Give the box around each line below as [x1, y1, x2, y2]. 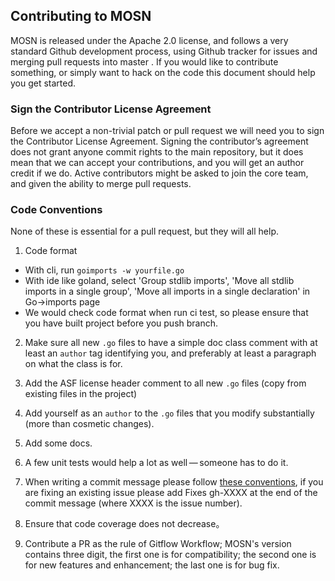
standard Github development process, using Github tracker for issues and [10, 45, 318, 57]
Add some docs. [24, 437, 93, 449]
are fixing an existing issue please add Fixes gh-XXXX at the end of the [24, 487, 318, 499]
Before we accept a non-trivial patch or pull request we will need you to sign [10, 125, 325, 137]
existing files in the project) [24, 388, 138, 400]
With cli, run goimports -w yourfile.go [24, 264, 185, 276]
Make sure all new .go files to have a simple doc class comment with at [24, 337, 318, 349]
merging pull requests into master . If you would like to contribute [10, 55, 279, 68]
